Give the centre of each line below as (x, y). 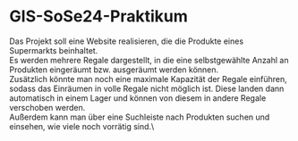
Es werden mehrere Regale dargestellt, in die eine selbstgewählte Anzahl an (149, 60)
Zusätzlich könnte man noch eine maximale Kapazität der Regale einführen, (149, 79)
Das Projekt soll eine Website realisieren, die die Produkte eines (127, 41)
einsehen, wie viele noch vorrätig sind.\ (82, 126)
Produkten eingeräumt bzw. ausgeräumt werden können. (114, 70)
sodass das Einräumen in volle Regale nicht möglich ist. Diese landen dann (147, 88)
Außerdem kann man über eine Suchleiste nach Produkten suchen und (140, 117)
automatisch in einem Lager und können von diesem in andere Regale (138, 98)
